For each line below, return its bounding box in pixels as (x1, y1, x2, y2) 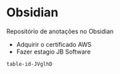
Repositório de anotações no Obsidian (6, 27, 114, 35)
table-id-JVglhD (6, 60, 52, 67)
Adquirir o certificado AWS (16, 40, 92, 48)
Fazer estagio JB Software (16, 48, 91, 56)
